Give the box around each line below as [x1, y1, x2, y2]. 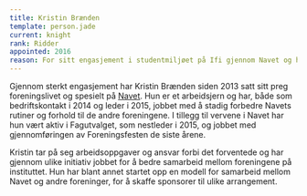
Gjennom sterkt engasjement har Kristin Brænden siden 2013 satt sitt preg [9, 81, 289, 91]
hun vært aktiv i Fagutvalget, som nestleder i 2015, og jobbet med [9, 119, 257, 130]
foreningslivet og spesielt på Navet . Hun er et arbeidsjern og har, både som [9, 90, 292, 101]
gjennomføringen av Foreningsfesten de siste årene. [9, 129, 206, 139]
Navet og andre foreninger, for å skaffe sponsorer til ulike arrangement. [9, 176, 278, 187]
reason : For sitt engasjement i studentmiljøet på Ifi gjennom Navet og [9, 56, 292, 65]
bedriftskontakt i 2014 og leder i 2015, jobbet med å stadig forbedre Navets [9, 100, 292, 110]
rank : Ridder [9, 38, 59, 48]
